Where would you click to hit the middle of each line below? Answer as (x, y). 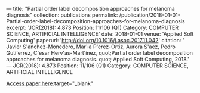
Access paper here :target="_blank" (50, 83)
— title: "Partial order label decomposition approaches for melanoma (90, 9)
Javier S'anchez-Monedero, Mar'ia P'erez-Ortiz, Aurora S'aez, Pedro (91, 46)
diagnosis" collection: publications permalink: (62, 15)
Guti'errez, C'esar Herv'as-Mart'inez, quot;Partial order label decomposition (99, 53)
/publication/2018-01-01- (150, 15)
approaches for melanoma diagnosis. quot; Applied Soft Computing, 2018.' (98, 59)
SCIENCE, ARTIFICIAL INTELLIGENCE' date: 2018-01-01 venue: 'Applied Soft (100, 34)
